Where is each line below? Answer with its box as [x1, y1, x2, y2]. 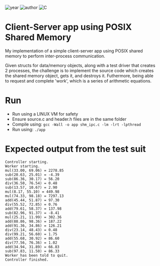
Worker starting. [5, 164, 40, 168]
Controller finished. [5, 257, 49, 262]
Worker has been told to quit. [5, 253, 68, 258]
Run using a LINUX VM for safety [12, 111, 79, 116]
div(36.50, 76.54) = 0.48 [5, 181, 57, 185]
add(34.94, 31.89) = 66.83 [5, 244, 60, 249]
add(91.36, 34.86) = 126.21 [5, 223, 62, 228]
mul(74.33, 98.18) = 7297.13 [5, 193, 64, 199]
